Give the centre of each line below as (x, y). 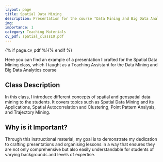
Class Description (33, 85)
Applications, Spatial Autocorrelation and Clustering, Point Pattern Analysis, (81, 107)
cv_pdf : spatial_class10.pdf (34, 37)
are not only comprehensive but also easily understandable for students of (80, 149)
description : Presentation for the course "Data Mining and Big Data (77, 18)
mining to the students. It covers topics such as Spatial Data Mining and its (80, 102)
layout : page (18, 9)
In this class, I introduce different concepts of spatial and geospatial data (78, 97)
